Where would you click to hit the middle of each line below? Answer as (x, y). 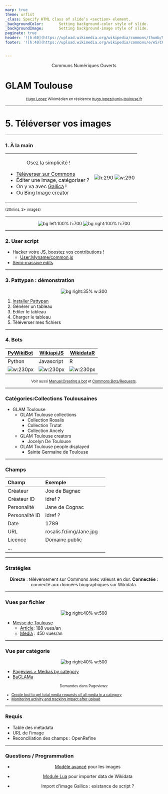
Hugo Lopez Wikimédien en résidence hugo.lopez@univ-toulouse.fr (84, 99)
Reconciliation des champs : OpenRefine (54, 738)
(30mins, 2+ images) (23, 209)
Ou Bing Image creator (42, 192)
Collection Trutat (44, 426)
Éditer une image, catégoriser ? (53, 180)
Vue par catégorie (27, 651)
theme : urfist (20, 15)
